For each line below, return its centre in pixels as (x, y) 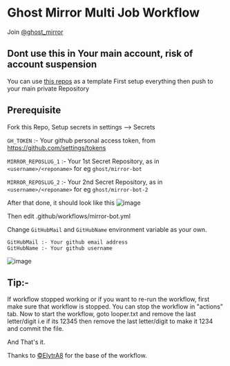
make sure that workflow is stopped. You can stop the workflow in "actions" (115, 306)
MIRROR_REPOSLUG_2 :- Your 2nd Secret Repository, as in (85, 182)
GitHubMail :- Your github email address (68, 242)
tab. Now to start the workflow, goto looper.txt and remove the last (102, 314)
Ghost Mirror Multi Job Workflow (104, 13)
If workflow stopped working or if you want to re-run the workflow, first (108, 300)
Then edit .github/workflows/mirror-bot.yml (69, 216)
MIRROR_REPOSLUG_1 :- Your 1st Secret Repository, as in (83, 161)
